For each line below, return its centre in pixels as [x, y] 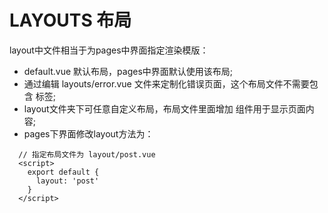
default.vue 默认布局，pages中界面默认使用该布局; [128, 71]
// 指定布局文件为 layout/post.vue [87, 154]
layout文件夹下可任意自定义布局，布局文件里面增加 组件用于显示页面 [164, 108]
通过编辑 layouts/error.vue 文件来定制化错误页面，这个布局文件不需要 [166, 83]
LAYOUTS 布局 [70, 20]
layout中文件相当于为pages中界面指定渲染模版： [109, 50]
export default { [63, 172]
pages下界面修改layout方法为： [88, 133]
